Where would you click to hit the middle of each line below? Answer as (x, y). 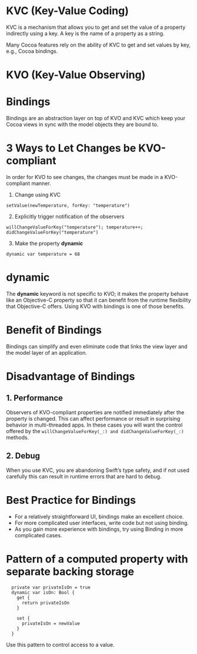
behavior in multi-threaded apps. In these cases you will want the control (94, 425)
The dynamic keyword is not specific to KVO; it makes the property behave (98, 293)
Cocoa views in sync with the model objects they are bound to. (82, 124)
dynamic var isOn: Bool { (43, 592)
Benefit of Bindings (54, 330)
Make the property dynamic (49, 243)
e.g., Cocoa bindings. (32, 51)
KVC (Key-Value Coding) (68, 11)
